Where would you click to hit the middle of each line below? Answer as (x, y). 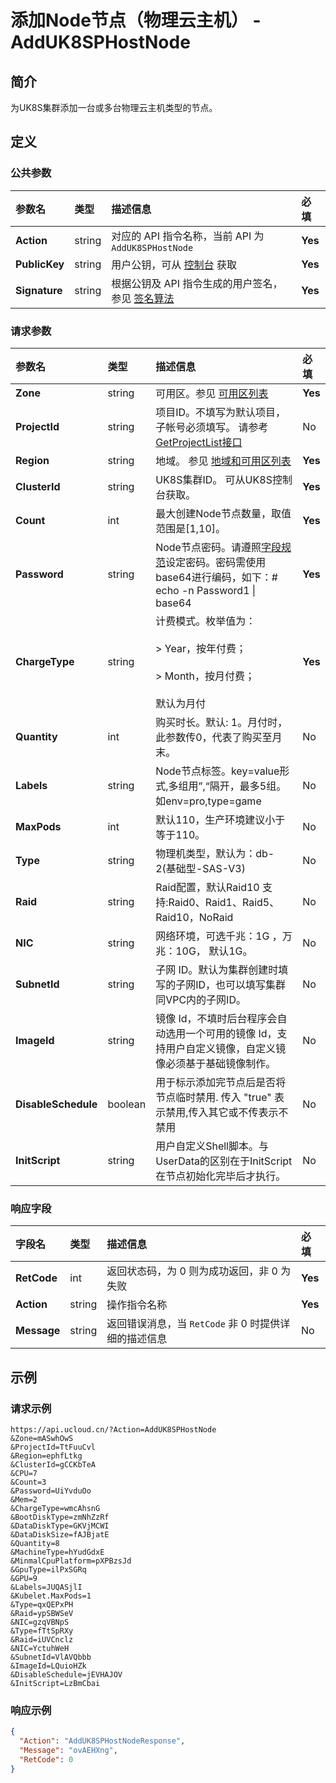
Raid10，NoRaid (194, 917)
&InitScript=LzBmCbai (55, 1683)
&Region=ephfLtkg (46, 1456)
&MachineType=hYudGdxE (57, 1552)
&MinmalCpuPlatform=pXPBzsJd (71, 1561)
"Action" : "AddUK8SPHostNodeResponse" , (102, 1741)
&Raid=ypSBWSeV (42, 1613)
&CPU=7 (24, 1473)
